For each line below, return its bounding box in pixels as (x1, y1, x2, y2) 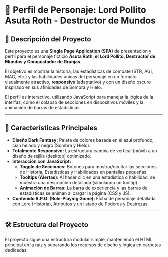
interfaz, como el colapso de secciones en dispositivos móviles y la (5, 99, 144, 105)
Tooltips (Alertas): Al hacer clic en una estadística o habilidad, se (19, 174, 155, 180)
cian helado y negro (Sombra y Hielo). (12, 142, 91, 148)
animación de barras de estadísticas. (5, 105, 81, 110)
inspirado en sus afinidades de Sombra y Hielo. (5, 84, 102, 90)
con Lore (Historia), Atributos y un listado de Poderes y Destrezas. (12, 201, 149, 207)
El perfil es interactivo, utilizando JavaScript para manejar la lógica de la (5, 94, 154, 100)
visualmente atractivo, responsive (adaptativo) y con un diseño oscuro (5, 79, 151, 85)
